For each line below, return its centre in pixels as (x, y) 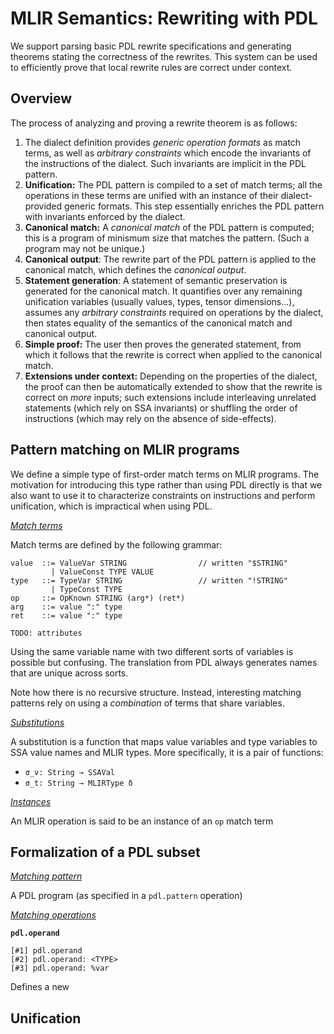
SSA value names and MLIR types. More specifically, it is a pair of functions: (167, 752)
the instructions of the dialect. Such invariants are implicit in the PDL (165, 163)
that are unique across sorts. (69, 673)
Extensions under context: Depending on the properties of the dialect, (171, 376)
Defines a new (40, 987)
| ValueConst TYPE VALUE (102, 572)
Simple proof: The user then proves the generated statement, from (163, 344)
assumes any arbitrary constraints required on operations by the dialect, (174, 312)
